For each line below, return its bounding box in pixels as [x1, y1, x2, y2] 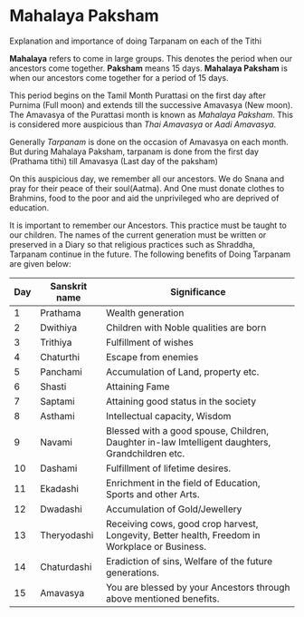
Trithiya [40, 336, 72, 348]
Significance [170, 285, 226, 298]
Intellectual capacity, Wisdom [105, 409, 232, 422]
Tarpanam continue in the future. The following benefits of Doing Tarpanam [9, 249, 291, 260]
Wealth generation [105, 306, 185, 318]
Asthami [40, 409, 75, 422]
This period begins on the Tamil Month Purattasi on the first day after [9, 90, 267, 101]
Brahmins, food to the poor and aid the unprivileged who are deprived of [9, 192, 280, 203]
